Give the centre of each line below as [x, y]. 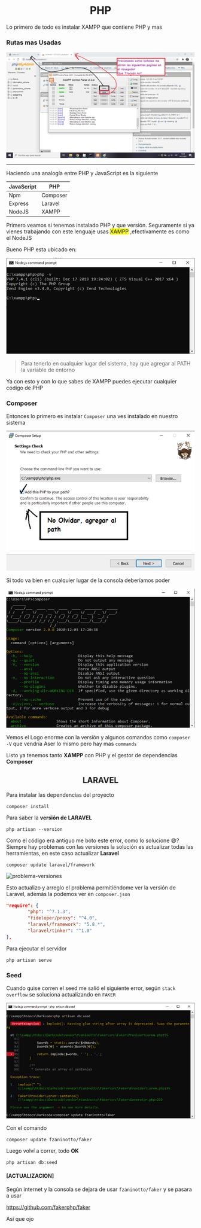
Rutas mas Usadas [34, 42]
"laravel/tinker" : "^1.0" [60, 931]
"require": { [22, 906]
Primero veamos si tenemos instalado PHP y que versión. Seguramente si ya [100, 225]
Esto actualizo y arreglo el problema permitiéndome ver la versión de [91, 887]
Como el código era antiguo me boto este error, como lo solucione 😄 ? [93, 840]
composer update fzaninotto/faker [49, 1140]
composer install [28, 806]
